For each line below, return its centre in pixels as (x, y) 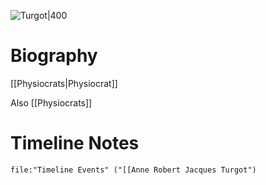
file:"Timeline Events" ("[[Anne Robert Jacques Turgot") (133, 170)
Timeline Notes (75, 143)
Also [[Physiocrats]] (51, 102)
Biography (54, 56)
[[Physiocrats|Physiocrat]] (64, 83)
